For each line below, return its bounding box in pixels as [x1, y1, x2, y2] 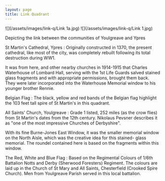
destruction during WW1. [5, 55, 56, 60]
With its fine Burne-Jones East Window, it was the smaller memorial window [5, 129, 159, 135]
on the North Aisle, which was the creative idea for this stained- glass [5, 135, 146, 141]
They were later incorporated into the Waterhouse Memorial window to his [5, 80, 156, 86]
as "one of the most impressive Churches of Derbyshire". [5, 120, 121, 126]
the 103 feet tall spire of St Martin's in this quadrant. [5, 100, 110, 106]
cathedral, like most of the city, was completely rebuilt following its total [5, 50, 151, 56]
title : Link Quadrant [5, 12, 50, 17]
